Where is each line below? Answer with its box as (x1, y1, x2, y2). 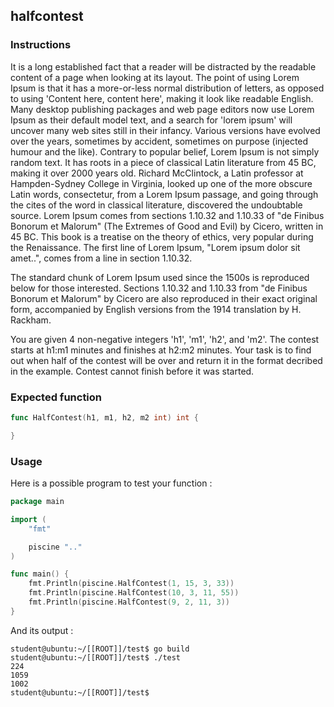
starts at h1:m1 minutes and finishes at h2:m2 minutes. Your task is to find (10, 344, 312, 356)
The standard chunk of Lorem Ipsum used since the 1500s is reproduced (10, 271, 310, 283)
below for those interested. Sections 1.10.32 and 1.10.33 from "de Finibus (10, 282, 308, 294)
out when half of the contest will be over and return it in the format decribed (10, 354, 323, 366)
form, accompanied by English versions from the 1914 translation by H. (10, 303, 302, 315)
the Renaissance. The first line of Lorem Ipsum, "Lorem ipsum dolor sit (10, 241, 301, 253)
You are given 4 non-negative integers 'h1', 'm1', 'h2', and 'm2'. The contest (10, 333, 320, 345)
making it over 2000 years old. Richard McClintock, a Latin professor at (10, 167, 304, 179)
